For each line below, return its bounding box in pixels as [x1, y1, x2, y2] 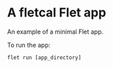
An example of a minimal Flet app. [7, 27, 104, 36]
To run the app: [7, 41, 51, 49]
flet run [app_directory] [7, 54, 81, 61]
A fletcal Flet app [7, 5, 107, 21]
